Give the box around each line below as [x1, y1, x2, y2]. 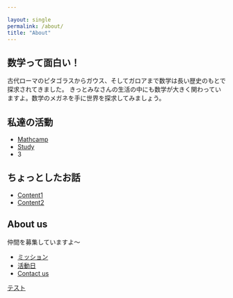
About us [7, 219, 48, 230]
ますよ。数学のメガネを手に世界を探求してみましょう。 [7, 94, 166, 102]
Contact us [17, 269, 49, 277]
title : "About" [7, 29, 51, 36]
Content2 [17, 198, 45, 206]
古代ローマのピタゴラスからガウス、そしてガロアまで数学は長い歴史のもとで [7, 77, 226, 85]
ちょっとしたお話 [7, 172, 81, 184]
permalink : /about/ [7, 22, 64, 30]
